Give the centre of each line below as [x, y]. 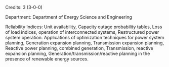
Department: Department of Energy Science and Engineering [69, 17]
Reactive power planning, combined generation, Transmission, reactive [79, 48]
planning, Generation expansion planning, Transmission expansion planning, [85, 43]
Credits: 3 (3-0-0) [24, 7]
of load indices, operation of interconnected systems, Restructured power [82, 32]
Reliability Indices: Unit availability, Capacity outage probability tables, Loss [84, 27]
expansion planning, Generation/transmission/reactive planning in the [78, 53]
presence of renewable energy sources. [47, 59]
